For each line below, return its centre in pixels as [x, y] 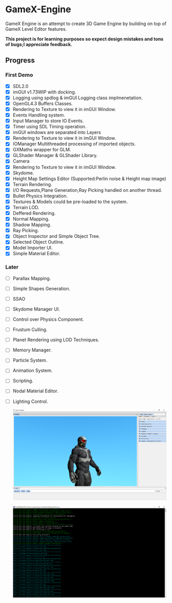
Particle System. [30, 360]
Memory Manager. [32, 350]
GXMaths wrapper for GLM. [42, 150]
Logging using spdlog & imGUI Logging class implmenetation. [78, 98]
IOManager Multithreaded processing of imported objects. [74, 144]
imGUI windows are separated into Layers [57, 132]
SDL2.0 [20, 86]
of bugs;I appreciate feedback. [39, 44]
